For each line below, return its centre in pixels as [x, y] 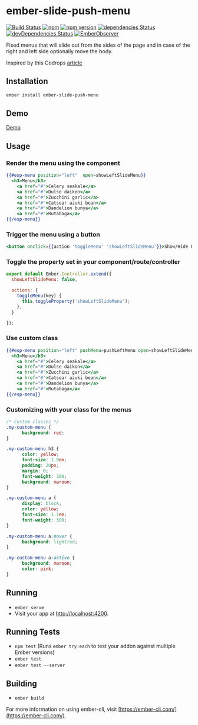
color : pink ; [38, 569]
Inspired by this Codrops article [44, 63]
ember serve [29, 607]
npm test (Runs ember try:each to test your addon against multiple [95, 646]
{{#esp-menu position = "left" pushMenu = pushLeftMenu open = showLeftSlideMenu [101, 350]
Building [22, 683]
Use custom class [32, 338]
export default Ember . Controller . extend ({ [59, 274]
